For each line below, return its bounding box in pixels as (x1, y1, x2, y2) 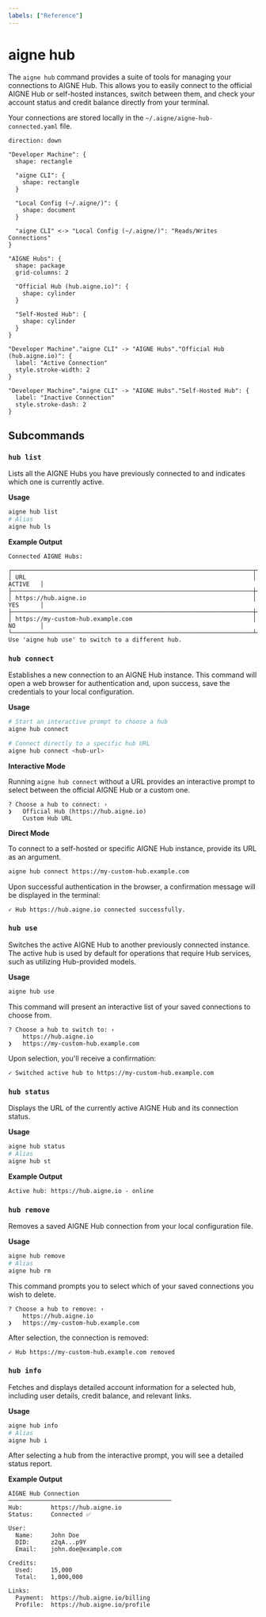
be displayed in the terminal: (8, 890, 101, 899)
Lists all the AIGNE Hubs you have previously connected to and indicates (8, 469, 245, 479)
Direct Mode (8, 828, 50, 837)
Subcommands (8, 429, 85, 442)
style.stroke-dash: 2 (15, 400, 87, 409)
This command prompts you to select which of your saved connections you (8, 1281, 254, 1291)
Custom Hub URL (22, 814, 73, 822)
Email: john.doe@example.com (15, 1546, 123, 1553)
